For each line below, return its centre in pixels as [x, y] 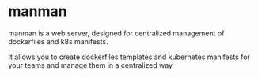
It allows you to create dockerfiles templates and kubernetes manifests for [129, 57]
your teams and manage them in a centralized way [90, 65]
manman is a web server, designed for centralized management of [116, 33]
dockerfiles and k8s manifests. [58, 41]
